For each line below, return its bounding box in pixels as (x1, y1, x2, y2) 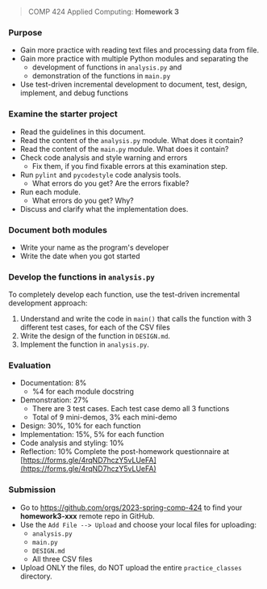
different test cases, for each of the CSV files (19, 322, 171, 332)
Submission (8, 484, 56, 495)
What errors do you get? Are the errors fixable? (31, 178, 190, 188)
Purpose (8, 27, 43, 38)
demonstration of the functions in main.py (31, 71, 171, 81)
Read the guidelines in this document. (19, 127, 146, 137)
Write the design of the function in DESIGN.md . (19, 331, 171, 341)
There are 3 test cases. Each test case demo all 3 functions (31, 404, 230, 414)
